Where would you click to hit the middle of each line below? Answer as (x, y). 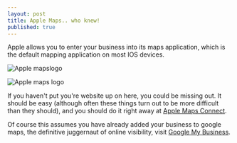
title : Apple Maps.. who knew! (54, 21)
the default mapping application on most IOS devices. (86, 55)
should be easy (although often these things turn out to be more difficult (113, 103)
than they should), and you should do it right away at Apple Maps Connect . (117, 111)
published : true (31, 27)
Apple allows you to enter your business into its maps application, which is (116, 47)
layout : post (27, 14)
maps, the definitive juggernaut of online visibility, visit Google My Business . (119, 132)
